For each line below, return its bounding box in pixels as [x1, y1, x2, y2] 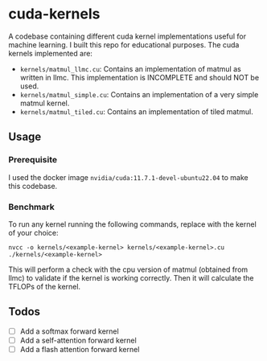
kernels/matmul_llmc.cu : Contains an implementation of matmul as [19, 64, 241, 73]
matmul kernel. [19, 98, 70, 108]
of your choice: [8, 228, 59, 237]
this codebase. [8, 181, 58, 191]
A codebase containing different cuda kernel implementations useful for [8, 31, 247, 41]
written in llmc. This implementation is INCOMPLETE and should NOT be [19, 72, 260, 82]
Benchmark [8, 201, 55, 212]
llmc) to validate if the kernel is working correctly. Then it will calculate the [8, 273, 255, 282]
